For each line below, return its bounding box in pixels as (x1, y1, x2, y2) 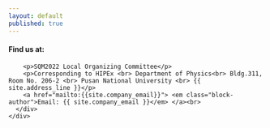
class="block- (186, 91, 234, 99)
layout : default (8, 11, 63, 20)
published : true (8, 19, 63, 28)
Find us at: (8, 45, 45, 54)
